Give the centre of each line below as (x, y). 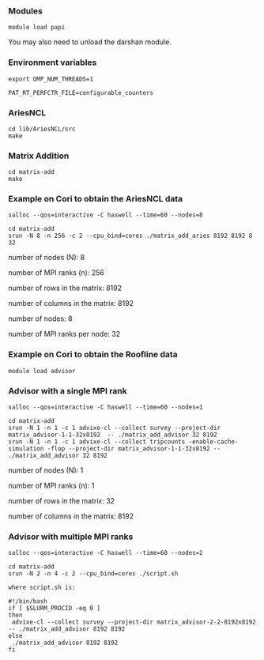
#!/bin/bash (28, 602)
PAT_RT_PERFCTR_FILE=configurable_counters (81, 92)
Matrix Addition (39, 156)
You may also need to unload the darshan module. (90, 42)
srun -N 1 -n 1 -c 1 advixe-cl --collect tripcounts (97, 442)
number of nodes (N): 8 (47, 258)
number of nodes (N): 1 (46, 470)
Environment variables (53, 62)
